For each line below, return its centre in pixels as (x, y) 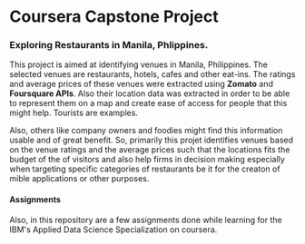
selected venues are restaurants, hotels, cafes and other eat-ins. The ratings (152, 74)
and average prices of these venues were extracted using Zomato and (142, 84)
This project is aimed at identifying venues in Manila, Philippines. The (138, 64)
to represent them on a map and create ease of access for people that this (148, 103)
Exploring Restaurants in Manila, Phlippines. (109, 45)
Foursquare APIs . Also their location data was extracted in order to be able (150, 93)
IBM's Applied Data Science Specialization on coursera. (113, 229)
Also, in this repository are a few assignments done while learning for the (146, 220)
